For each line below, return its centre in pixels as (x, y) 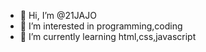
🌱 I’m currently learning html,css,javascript (108, 36)
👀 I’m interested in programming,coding (101, 26)
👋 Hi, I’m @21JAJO (58, 15)
